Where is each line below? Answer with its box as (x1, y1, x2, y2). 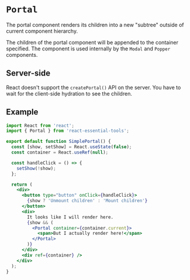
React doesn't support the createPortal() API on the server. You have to (6, 84, 181, 91)
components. (6, 51, 38, 58)
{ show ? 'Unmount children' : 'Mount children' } (27, 198, 148, 204)
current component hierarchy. (6, 28, 78, 35)
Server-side (6, 69, 51, 78)
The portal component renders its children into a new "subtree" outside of (6, 21, 184, 28)
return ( (11, 182, 33, 187)
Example (6, 107, 39, 117)
